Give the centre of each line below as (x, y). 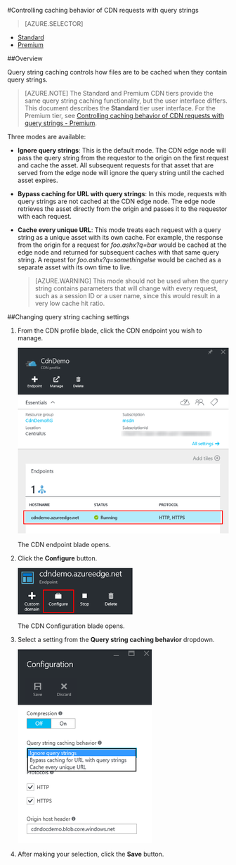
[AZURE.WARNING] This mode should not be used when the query (131, 281)
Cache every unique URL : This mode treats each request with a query (119, 230)
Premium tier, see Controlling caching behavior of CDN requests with (124, 116)
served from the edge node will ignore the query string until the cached (121, 173)
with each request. (45, 216)
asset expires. (38, 180)
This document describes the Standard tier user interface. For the (120, 108)
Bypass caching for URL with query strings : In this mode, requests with (122, 194)
